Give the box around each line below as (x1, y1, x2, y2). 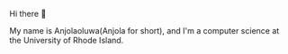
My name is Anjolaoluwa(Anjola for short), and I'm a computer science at (9, 26, 280, 35)
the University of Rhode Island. (9, 35, 124, 45)
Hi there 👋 (9, 9, 47, 19)
